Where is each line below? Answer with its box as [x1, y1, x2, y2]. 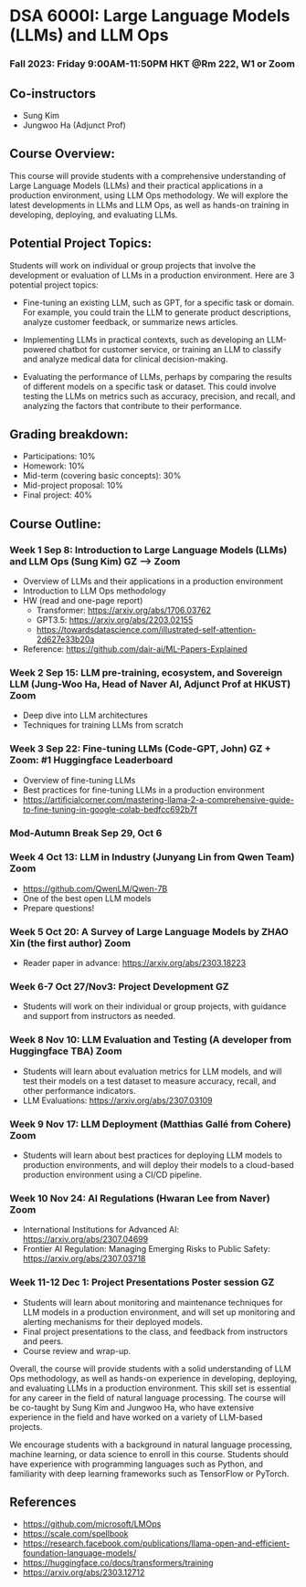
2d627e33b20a [36, 634, 95, 645]
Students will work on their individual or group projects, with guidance [22, 1001, 287, 1012]
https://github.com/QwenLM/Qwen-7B [22, 883, 168, 894]
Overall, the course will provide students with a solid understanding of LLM [9, 1362, 291, 1374]
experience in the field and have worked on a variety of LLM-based [9, 1412, 263, 1423]
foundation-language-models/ [22, 1548, 137, 1559]
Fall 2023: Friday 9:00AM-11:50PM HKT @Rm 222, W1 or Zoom [9, 58, 295, 70]
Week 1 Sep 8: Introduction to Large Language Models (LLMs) [9, 543, 288, 556]
